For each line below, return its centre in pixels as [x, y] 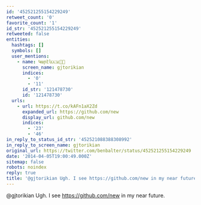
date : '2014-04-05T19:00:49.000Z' [49, 156]
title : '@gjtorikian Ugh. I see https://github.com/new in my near [92, 179]
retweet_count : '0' [31, 17]
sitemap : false [25, 162]
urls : [19, 100]
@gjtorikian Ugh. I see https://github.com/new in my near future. [86, 195]
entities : [19, 39]
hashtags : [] [28, 45]
